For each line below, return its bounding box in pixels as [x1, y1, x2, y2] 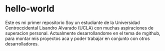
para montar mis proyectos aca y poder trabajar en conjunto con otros [5, 35, 150, 41]
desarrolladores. [5, 40, 39, 46]
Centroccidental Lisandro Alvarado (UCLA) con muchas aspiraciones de [5, 24, 154, 30]
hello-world [5, 3, 55, 14]
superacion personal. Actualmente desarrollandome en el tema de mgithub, [5, 30, 161, 36]
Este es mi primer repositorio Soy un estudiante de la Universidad [5, 19, 140, 25]
